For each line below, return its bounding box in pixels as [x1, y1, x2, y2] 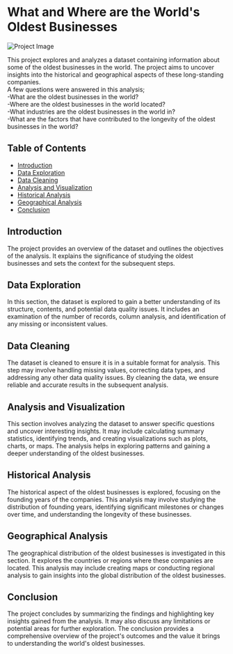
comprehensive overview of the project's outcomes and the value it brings [7, 632, 220, 640]
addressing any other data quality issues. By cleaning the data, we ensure [7, 374, 219, 382]
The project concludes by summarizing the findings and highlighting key [7, 609, 214, 618]
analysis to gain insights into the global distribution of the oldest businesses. [7, 571, 226, 579]
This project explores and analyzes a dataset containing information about [7, 55, 220, 63]
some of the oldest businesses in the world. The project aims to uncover [7, 63, 214, 71]
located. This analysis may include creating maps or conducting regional [7, 563, 216, 572]
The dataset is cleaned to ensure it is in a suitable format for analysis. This [7, 358, 220, 367]
